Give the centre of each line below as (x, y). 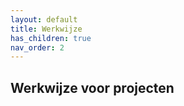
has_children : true (51, 38)
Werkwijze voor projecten (92, 87)
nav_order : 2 (37, 47)
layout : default (44, 19)
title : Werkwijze (46, 29)
